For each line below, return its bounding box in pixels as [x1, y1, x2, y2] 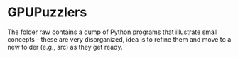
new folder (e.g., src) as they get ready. [7, 42, 123, 51]
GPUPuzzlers [7, 4, 87, 21]
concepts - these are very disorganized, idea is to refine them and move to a [7, 35, 232, 43]
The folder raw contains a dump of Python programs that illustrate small [7, 28, 218, 36]
